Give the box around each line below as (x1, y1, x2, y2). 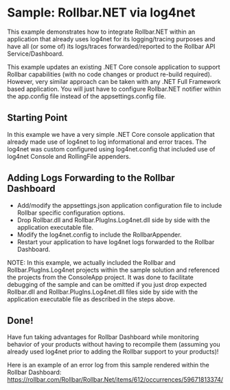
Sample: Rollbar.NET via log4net (7, 5, 196, 21)
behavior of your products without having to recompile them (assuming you (7, 340, 221, 349)
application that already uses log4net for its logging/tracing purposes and (7, 34, 216, 43)
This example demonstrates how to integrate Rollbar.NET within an (7, 28, 196, 36)
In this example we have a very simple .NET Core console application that (7, 130, 215, 138)
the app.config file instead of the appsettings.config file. (7, 91, 166, 100)
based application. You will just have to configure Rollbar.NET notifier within (7, 85, 221, 93)
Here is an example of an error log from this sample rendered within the (7, 361, 209, 369)
